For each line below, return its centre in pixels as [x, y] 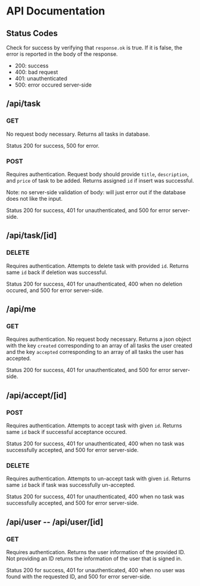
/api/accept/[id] [37, 395]
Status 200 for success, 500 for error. [53, 145]
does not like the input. [34, 198]
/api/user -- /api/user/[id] [55, 522]
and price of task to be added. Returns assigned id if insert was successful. [100, 180]
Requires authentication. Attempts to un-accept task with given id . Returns [99, 478]
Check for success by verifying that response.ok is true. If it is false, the [94, 47]
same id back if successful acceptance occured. [66, 432]
